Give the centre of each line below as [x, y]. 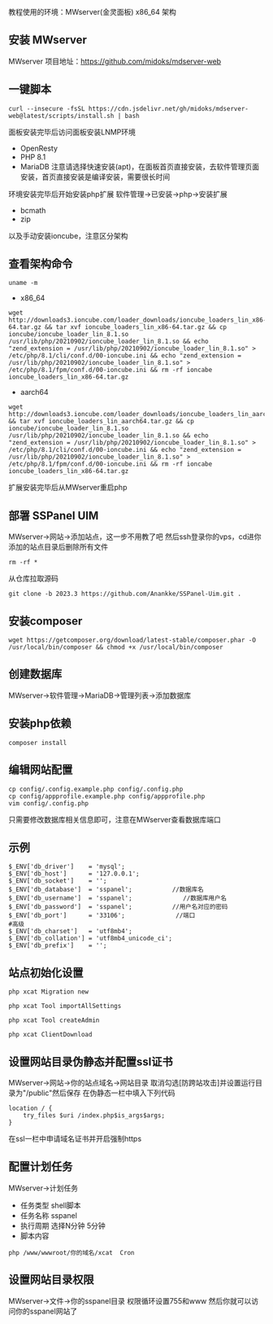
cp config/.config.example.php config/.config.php [96, 789]
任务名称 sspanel [48, 1215]
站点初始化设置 [46, 973]
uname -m [23, 283]
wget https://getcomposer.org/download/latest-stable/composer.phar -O [132, 640]
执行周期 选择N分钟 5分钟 [63, 1225]
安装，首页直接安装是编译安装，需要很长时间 [95, 177]
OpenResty [39, 148]
